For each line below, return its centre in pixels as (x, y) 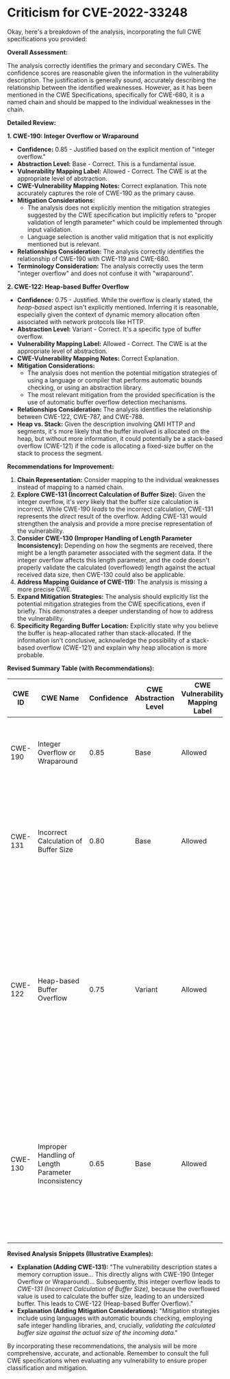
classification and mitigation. (47, 1367)
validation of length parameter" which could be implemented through (125, 222)
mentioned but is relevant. (64, 244)
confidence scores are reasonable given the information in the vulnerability (113, 73)
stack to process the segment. (60, 453)
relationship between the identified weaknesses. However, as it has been (110, 87)
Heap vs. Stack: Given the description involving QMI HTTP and (106, 424)
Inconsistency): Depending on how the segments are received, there (115, 545)
